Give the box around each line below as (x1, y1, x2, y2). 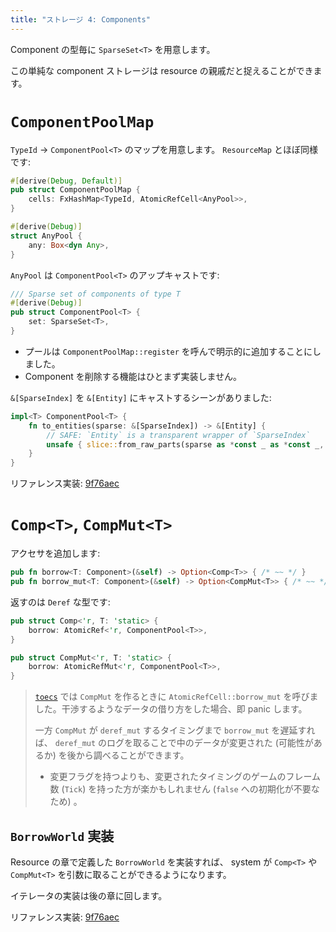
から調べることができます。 (75, 749, 190, 761)
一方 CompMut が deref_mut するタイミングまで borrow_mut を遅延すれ (34, 724, 316, 736)
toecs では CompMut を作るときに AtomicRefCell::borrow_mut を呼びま (34, 691, 319, 703)
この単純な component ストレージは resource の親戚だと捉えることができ (10, 64, 314, 76)
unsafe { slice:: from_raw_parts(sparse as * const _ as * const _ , (46, 439, 325, 450)
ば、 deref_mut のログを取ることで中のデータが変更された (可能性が (34, 737, 314, 749)
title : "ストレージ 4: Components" (10, 14, 151, 25)
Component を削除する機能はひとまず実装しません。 (24, 370, 243, 382)
